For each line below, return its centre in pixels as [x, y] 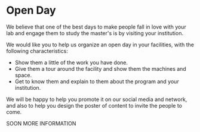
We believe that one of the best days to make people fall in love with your [96, 27]
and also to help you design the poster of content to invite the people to [94, 105]
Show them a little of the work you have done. [71, 62]
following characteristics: [37, 51]
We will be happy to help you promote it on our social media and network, [97, 99]
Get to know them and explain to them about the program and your [97, 81]
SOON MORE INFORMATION [41, 123]
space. [23, 75]
